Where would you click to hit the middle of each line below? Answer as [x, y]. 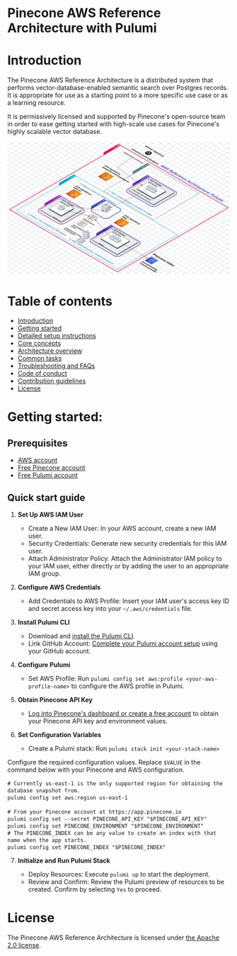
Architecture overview [50, 351]
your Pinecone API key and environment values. [98, 721]
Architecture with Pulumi [82, 28]
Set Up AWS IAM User [50, 514]
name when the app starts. [47, 840]
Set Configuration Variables [59, 735]
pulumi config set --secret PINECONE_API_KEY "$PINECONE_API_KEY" [107, 819]
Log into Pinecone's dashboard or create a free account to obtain [123, 714]
